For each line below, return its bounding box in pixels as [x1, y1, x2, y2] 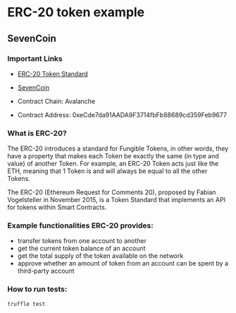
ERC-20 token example [7, 4, 145, 20]
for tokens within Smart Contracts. [7, 203, 107, 212]
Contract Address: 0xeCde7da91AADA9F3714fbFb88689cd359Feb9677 [17, 110, 228, 119]
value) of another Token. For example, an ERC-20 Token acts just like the [7, 160, 219, 168]
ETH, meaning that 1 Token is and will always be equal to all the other [7, 167, 208, 175]
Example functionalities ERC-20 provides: [7, 220, 154, 230]
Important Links [7, 54, 63, 64]
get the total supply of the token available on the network [17, 252, 184, 260]
